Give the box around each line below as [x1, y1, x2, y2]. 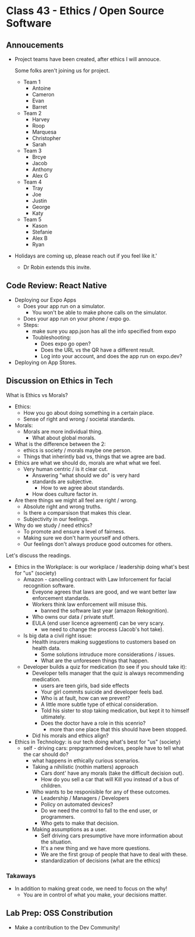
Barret [32, 104, 47, 110]
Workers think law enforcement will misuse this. [32, 601, 148, 608]
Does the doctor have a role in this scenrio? [40, 719, 146, 726]
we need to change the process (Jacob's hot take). [40, 625, 164, 633]
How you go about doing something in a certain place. [23, 409, 154, 416]
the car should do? [23, 751, 69, 758]
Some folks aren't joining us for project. [14, 67, 110, 74]
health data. [32, 644, 61, 651]
